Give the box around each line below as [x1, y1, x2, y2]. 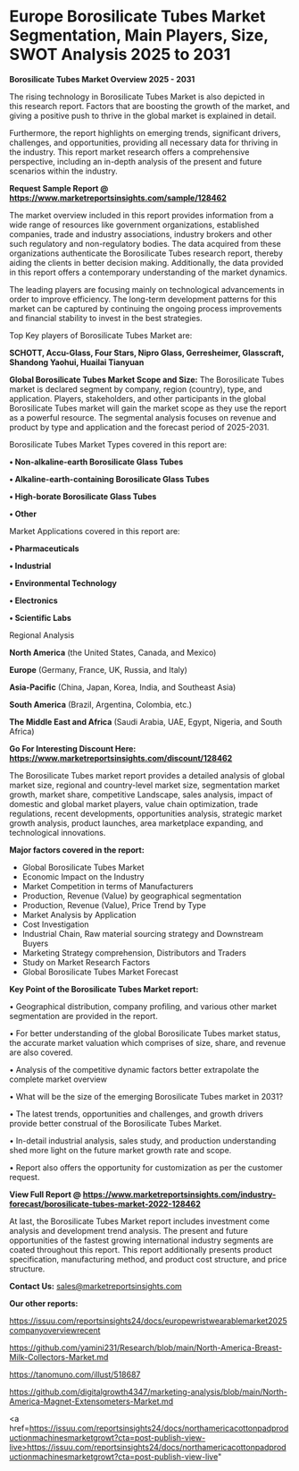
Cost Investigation [21, 919, 89, 930]
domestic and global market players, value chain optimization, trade [9, 798, 259, 809]
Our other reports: [9, 1297, 79, 1308]
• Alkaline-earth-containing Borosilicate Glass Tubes [9, 473, 210, 484]
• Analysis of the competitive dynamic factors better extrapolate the [9, 1064, 260, 1075]
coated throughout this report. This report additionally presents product [9, 1244, 272, 1254]
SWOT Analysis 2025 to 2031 [9, 45, 231, 64]
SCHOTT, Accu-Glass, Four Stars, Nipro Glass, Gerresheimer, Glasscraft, [9, 347, 284, 358]
